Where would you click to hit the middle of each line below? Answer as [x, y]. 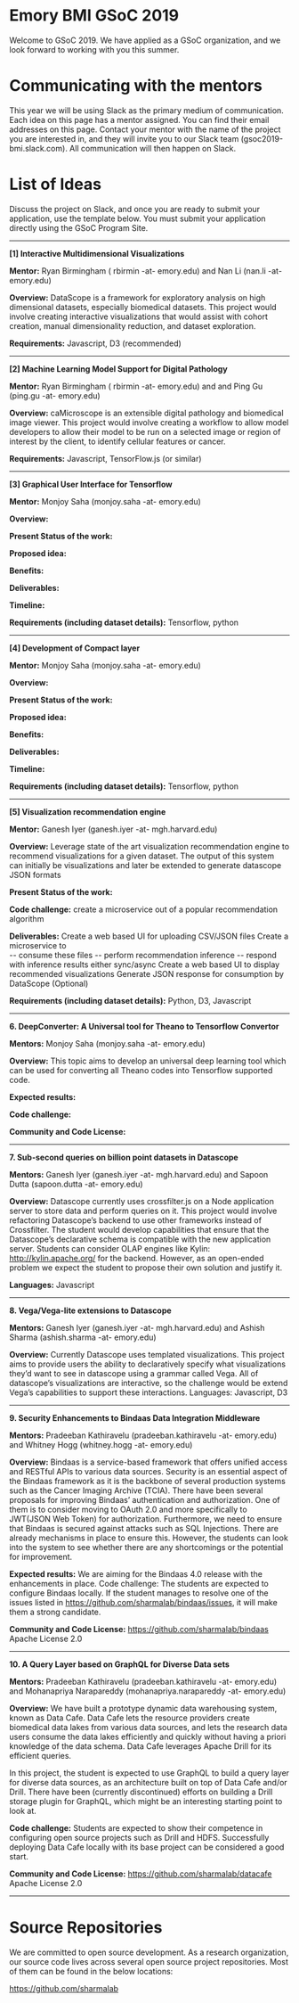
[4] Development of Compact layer [75, 648]
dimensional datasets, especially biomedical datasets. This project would [143, 307]
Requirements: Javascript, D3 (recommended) [96, 343]
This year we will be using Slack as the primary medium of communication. [147, 110]
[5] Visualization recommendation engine [88, 811]
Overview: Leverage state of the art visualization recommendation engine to [149, 846]
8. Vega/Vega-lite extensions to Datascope [90, 1310]
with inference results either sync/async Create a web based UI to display [145, 965]
